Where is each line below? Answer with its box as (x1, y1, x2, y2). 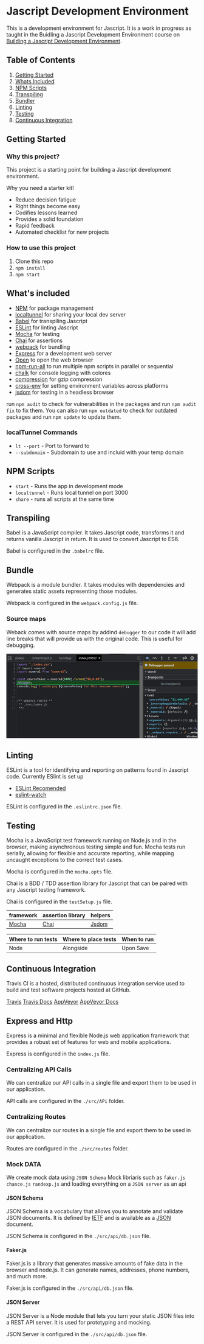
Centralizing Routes (6, 1113, 66, 1121)
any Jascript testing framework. (6, 886, 86, 894)
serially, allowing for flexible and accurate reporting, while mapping (6, 850, 174, 857)
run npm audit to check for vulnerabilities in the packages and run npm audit (6, 400, 197, 407)
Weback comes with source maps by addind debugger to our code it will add (6, 628, 196, 635)
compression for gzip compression (15, 376, 103, 383)
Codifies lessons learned (15, 209, 78, 217)
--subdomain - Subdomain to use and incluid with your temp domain (15, 449, 184, 456)
